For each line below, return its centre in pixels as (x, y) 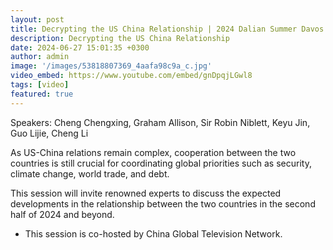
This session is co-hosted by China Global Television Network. (153, 233)
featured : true (42, 94)
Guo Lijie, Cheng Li (49, 133)
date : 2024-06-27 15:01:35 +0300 (80, 47)
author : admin (40, 57)
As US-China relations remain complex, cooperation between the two (153, 152)
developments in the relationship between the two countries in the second (163, 203)
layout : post (37, 19)
